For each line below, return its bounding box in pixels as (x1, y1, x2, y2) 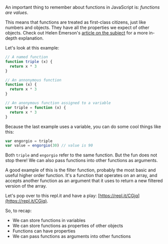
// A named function (5, 54, 49, 59)
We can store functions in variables (12, 217, 86, 223)
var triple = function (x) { (5, 105, 66, 110)
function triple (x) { (5, 59, 53, 64)
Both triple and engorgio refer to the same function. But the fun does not (5, 152, 157, 158)
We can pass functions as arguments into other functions (12, 233, 131, 239)
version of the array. (5, 183, 47, 189)
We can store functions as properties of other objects (12, 222, 123, 229)
